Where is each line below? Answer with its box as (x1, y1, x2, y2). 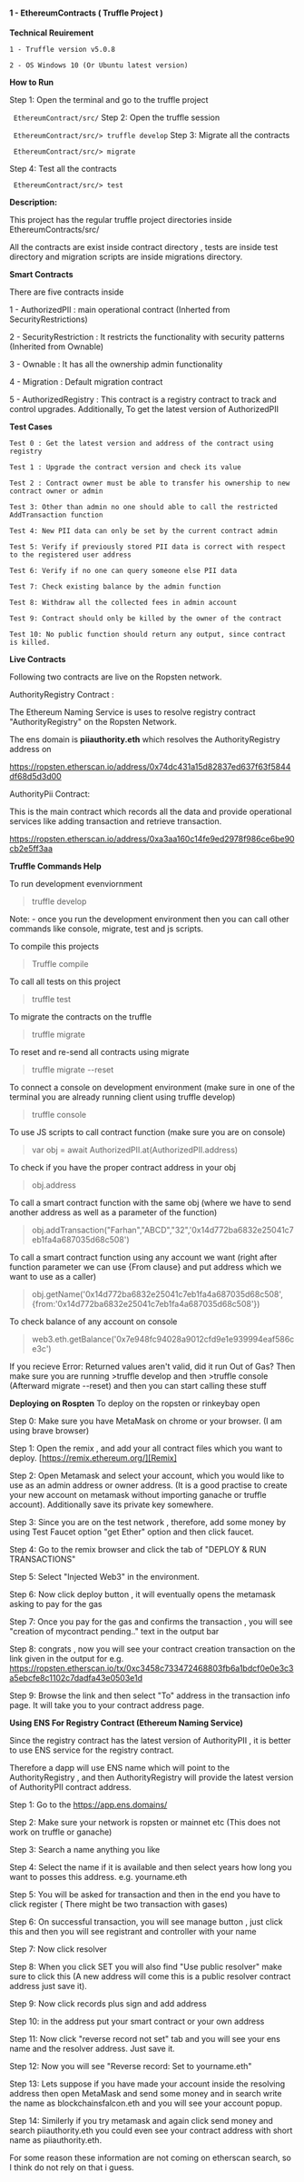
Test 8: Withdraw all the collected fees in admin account (9, 598, 238, 608)
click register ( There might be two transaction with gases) (9, 1899, 229, 1910)
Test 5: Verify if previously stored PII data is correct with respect (9, 542, 286, 552)
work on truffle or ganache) (9, 1826, 113, 1837)
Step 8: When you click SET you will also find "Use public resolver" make (9, 1961, 283, 1973)
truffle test (31, 994, 71, 1005)
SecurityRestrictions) (9, 314, 88, 325)
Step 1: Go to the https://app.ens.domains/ (9, 1799, 168, 1810)
